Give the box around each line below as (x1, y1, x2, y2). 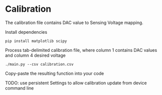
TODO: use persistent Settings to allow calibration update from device (5, 80, 147, 86)
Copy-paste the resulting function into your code (5, 70, 104, 76)
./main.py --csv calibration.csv (5, 62, 74, 67)
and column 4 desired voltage (5, 52, 66, 58)
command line (5, 85, 34, 91)
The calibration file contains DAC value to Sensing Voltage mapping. (5, 20, 144, 25)
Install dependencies (5, 29, 48, 35)
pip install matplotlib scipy (5, 38, 67, 44)
